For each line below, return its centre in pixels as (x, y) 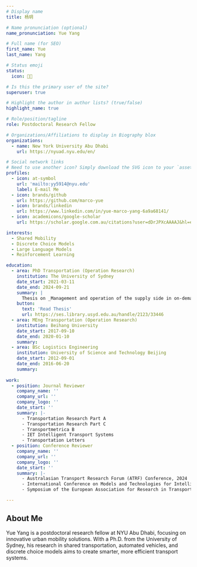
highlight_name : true (33, 109)
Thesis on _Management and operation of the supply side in (96, 298)
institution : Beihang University (57, 325)
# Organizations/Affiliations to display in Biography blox (81, 135)
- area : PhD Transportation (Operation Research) (73, 271)
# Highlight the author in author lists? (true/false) (74, 103)
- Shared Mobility (34, 238)
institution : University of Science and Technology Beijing (91, 353)
